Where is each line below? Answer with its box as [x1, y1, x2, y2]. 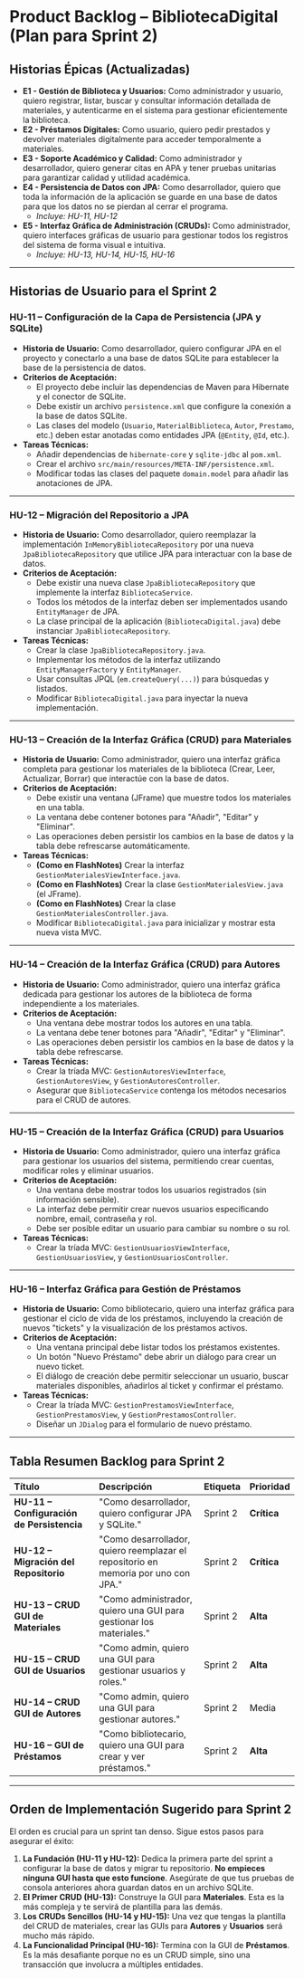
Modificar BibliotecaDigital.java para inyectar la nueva [35, 693, 249, 703]
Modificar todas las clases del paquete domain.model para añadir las [35, 468, 290, 479]
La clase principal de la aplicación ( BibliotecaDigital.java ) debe [35, 616, 281, 626]
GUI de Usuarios [14, 1664, 86, 1677]
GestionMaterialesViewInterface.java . [35, 869, 181, 880]
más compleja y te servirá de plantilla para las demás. [22, 1901, 223, 1912]
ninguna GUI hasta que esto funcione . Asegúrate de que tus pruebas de [22, 1872, 295, 1883]
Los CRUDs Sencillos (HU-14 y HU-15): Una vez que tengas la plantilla [22, 1910, 287, 1921]
